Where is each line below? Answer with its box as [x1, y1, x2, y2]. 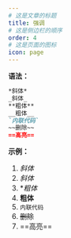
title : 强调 [8, 19, 45, 27]
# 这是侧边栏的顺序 [8, 26, 63, 34]
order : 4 [8, 33, 37, 42]
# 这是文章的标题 [8, 11, 57, 20]
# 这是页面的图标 [8, 41, 57, 49]
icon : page [8, 48, 44, 56]
